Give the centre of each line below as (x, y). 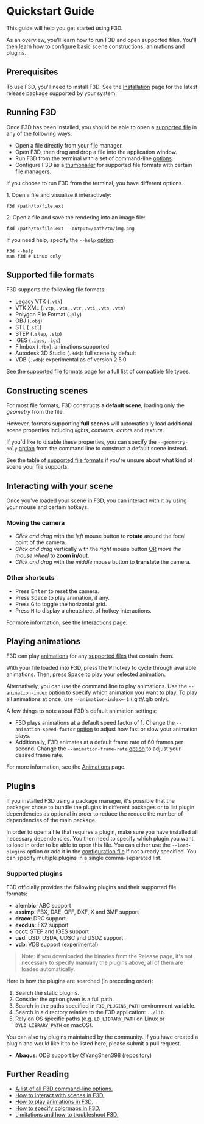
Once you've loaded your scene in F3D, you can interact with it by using (97, 500)
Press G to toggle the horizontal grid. (61, 604)
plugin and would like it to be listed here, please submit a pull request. (94, 1043)
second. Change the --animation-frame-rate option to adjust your (98, 749)
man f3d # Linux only (34, 256)
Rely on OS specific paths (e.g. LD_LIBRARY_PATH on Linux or (90, 1019)
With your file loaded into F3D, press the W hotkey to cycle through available (101, 668)
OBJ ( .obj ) (29, 321)
